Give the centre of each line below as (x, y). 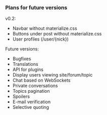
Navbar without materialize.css (45, 28)
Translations (25, 64)
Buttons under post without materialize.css (57, 34)
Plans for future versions (36, 8)
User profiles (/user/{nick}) (41, 39)
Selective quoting (31, 107)
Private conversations (35, 86)
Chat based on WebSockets (41, 81)
